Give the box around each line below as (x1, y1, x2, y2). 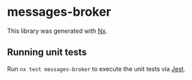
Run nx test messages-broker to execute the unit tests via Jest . (7, 64, 186, 72)
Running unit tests (7, 46, 87, 58)
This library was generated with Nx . (7, 27, 108, 35)
